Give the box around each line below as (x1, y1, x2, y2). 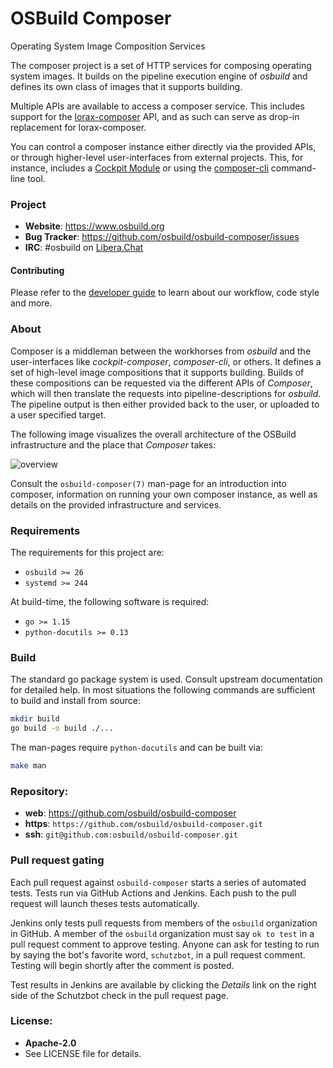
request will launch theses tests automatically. (10, 897, 200, 909)
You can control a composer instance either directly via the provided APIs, (10, 140, 317, 152)
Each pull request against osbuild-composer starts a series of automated (10, 876, 307, 888)
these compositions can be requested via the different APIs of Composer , (10, 377, 313, 389)
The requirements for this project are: (10, 547, 165, 559)
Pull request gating (10, 853, 105, 867)
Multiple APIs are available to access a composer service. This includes (10, 100, 305, 112)
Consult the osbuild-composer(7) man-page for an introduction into (10, 477, 287, 489)
